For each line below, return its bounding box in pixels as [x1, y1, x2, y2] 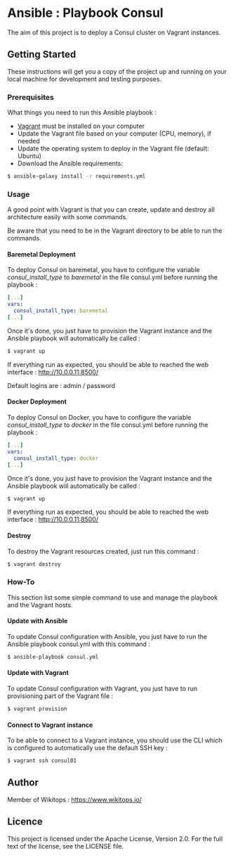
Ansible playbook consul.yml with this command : [7, 640, 151, 648]
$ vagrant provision [7, 705, 68, 713]
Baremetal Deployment [7, 250, 76, 258]
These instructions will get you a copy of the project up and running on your [7, 67, 227, 75]
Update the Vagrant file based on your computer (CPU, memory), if [17, 129, 212, 138]
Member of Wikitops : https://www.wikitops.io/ [7, 795, 142, 804]
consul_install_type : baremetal [13, 307, 109, 314]
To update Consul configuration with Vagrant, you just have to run [7, 684, 198, 693]
